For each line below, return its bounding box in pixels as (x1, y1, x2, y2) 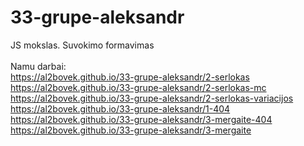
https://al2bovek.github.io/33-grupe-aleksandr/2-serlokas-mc (10, 81, 267, 93)
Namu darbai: (10, 60, 67, 72)
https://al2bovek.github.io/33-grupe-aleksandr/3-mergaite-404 (10, 113, 273, 125)
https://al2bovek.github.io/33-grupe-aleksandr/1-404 (10, 102, 231, 115)
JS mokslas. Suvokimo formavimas (10, 39, 155, 51)
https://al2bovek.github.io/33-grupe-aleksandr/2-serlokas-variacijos (10, 92, 294, 104)
